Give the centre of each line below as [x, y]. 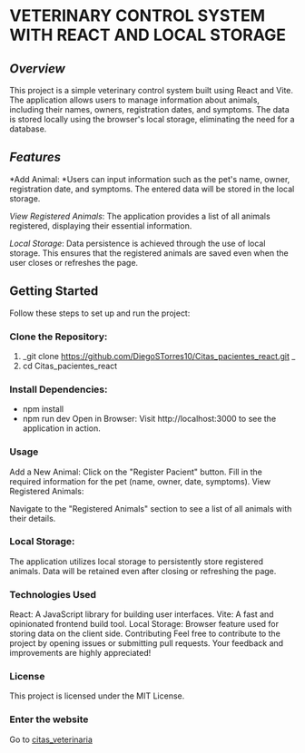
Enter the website [49, 719]
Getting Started [54, 291]
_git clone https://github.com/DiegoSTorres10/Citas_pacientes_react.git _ [159, 356]
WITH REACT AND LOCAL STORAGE [148, 35]
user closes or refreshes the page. [74, 262]
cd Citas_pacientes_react [70, 366]
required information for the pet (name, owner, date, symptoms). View [140, 481]
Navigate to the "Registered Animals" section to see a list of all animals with [151, 508]
